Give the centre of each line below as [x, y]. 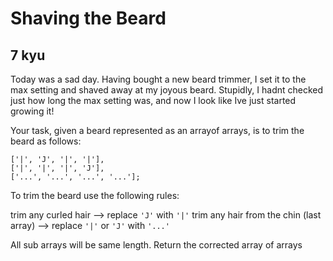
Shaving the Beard [88, 18]
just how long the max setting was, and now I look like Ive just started [153, 100]
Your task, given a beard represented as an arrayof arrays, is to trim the [157, 130]
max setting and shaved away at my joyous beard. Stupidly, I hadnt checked [167, 90]
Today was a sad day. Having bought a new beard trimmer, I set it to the [158, 79]
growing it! [32, 111]
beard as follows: [46, 141]
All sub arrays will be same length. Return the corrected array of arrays [156, 245]
